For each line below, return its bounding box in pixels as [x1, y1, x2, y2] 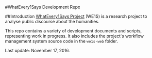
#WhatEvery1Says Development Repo [5, 4, 81, 10]
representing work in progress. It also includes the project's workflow [5, 33, 144, 39]
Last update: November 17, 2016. [5, 48, 70, 53]
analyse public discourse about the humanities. [5, 19, 100, 24]
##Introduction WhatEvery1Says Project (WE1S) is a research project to [5, 14, 147, 19]
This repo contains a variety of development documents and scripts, [5, 28, 142, 33]
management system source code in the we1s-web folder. [5, 38, 118, 44]
